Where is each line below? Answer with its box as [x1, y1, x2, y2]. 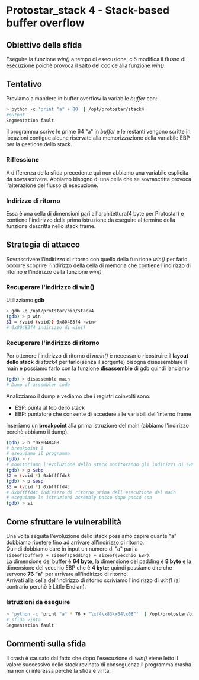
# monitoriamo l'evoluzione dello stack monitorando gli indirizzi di [6, 461, 184, 468]
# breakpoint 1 [6, 445, 44, 451]
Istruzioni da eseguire [6, 597, 70, 606]
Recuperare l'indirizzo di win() [6, 283, 95, 291]
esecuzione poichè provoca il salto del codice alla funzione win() [6, 62, 165, 69]
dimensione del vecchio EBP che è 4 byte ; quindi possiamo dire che [6, 564, 173, 571]
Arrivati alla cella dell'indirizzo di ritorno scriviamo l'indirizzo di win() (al [6, 577, 181, 584]
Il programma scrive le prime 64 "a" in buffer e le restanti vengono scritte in [6, 128, 191, 135]
